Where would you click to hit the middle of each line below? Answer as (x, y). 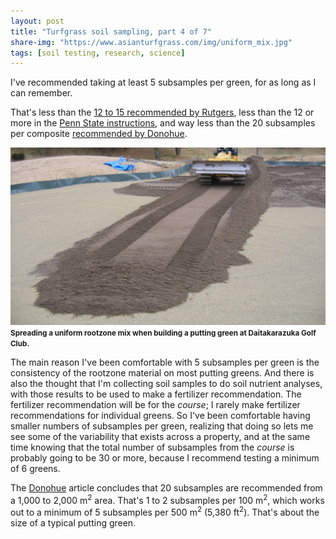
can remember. (41, 93)
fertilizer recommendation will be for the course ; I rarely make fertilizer (155, 404)
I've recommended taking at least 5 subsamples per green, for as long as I (163, 82)
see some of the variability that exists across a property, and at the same (160, 436)
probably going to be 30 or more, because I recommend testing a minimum (165, 457)
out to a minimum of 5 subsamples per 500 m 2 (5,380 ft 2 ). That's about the (165, 512)
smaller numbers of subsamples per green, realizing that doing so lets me (162, 426)
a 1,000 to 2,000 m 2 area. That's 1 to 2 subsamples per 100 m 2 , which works (167, 499)
